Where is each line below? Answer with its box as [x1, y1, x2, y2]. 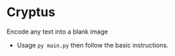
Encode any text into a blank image [6, 27, 108, 36]
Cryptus [6, 4, 56, 20]
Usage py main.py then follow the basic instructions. [16, 41, 169, 49]
